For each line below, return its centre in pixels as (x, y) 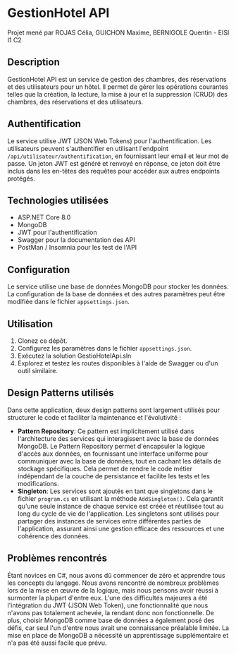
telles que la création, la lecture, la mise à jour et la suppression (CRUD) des (117, 94)
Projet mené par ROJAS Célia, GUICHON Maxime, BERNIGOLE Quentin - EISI (118, 32)
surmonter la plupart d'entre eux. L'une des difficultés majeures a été (107, 598)
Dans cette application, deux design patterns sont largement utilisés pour (114, 410)
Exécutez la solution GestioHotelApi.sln (74, 356)
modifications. (38, 483)
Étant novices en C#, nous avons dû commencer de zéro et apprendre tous (116, 575)
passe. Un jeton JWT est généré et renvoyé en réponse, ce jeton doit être (114, 163)
